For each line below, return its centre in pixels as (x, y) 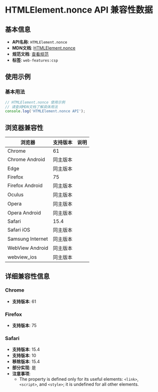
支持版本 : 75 (24, 326)
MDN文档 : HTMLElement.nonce (44, 48)
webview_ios (22, 257)
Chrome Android (26, 160)
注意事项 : (21, 374)
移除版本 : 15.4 (26, 361)
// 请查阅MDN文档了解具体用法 (32, 107)
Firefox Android (25, 186)
